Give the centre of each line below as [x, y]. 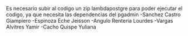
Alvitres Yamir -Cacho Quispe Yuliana [51, 27]
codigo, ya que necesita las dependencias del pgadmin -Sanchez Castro [93, 15]
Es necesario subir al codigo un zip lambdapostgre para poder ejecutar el [94, 8]
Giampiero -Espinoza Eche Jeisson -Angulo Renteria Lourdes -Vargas [90, 21]
